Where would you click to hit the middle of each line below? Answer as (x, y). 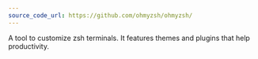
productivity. (29, 46)
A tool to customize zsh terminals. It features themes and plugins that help (129, 38)
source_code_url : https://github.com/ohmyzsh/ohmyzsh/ (101, 15)
